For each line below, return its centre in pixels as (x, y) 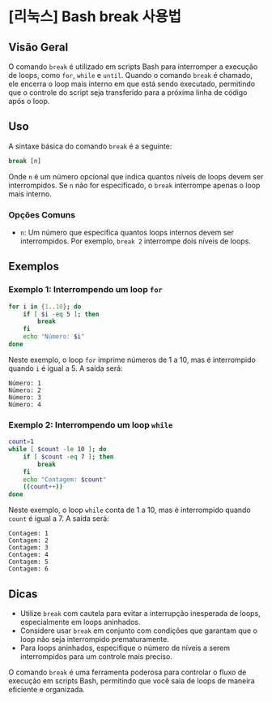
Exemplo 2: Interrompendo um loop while (91, 424)
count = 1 (21, 442)
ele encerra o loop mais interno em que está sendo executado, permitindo (132, 84)
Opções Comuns (42, 214)
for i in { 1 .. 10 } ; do (45, 306)
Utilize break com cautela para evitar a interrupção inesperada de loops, (140, 614)
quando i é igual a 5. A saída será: (66, 368)
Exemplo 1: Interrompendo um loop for (86, 290)
